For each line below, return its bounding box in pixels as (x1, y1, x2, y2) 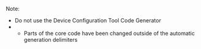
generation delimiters (23, 36, 78, 43)
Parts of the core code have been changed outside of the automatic (23, 30, 195, 37)
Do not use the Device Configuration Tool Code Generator (14, 17, 162, 24)
